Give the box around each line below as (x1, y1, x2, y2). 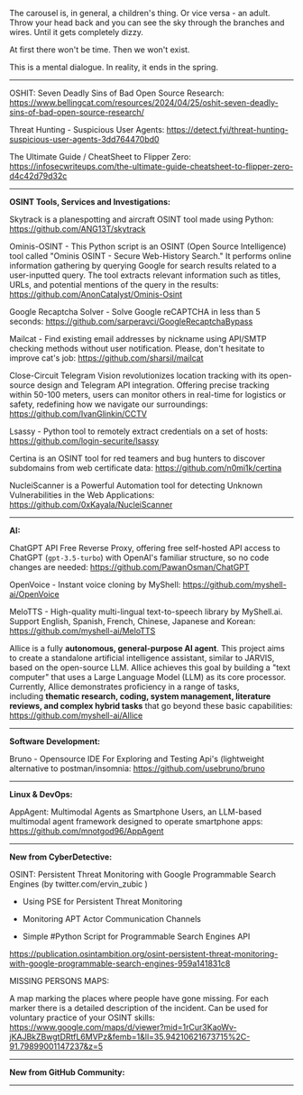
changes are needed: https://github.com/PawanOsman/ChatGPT (9, 562, 250, 572)
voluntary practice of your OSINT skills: (9, 1012, 156, 1023)
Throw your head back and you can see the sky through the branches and (9, 17, 285, 28)
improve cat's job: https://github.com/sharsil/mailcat (9, 353, 204, 363)
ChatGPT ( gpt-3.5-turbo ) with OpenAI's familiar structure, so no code (9, 552, 270, 563)
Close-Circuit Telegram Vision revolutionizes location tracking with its (9, 370, 268, 381)
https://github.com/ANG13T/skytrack (9, 224, 146, 234)
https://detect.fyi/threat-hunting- (166, 124, 289, 134)
